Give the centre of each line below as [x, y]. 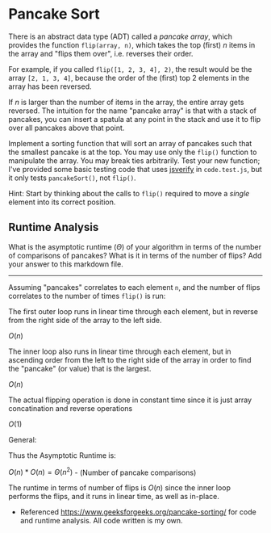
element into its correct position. [62, 202]
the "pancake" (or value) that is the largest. [80, 368]
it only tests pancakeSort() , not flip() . [72, 178]
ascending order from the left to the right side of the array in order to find [130, 359]
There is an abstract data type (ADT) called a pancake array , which [120, 36]
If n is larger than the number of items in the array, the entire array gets [126, 102]
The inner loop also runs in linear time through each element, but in [120, 351]
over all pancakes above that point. [67, 128]
